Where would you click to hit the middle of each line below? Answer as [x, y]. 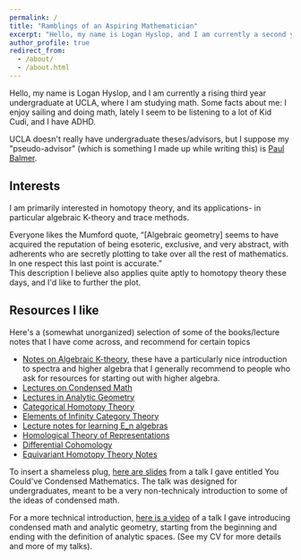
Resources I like [54, 310]
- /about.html [43, 68]
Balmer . [23, 158]
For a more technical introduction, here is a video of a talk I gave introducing [150, 517]
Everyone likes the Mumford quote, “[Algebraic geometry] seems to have [144, 235]
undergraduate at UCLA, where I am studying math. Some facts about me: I [148, 102]
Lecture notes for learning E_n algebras [95, 426]
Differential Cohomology [67, 444]
